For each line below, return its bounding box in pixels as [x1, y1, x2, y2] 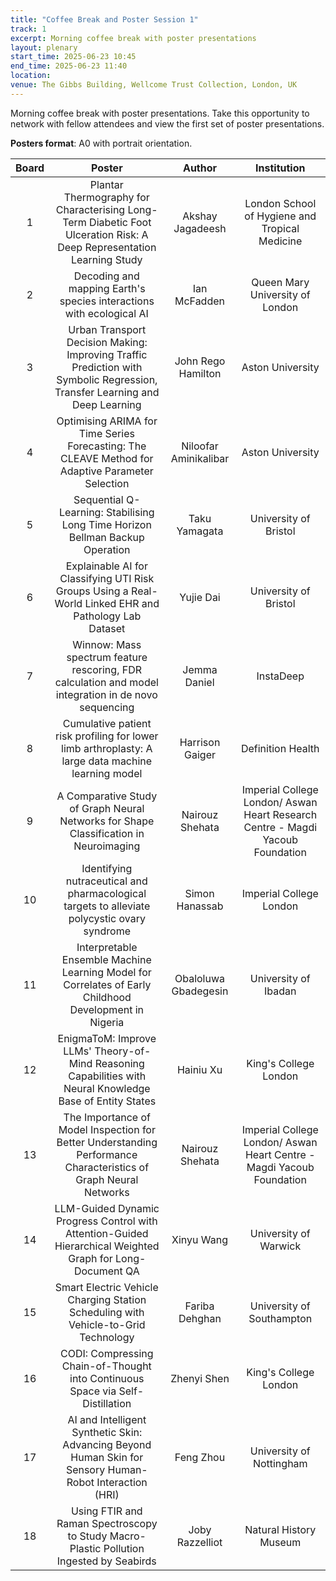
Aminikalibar [170, 451, 230, 465]
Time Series [78, 426, 135, 440]
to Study [67, 1529, 108, 1543]
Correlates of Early [63, 977, 152, 991]
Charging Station [67, 1292, 147, 1306]
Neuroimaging [73, 839, 141, 853]
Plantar [89, 177, 124, 191]
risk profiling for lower [55, 729, 159, 743]
